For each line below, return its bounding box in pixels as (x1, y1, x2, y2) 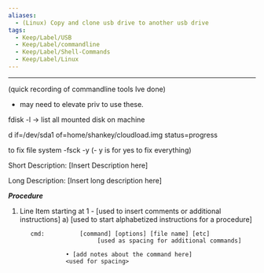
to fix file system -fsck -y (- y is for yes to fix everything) (8, 145, 192, 154)
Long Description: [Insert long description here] (8, 175, 163, 185)
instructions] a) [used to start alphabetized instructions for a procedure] (19, 214, 253, 224)
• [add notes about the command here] (65, 250, 192, 258)
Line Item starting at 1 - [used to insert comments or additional (19, 206, 222, 216)
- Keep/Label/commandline (15, 41, 101, 49)
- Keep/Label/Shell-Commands (15, 48, 111, 56)
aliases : (8, 11, 37, 20)
